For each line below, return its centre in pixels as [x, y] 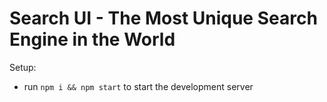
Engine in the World [92, 39]
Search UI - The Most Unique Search [163, 18]
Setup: [23, 67]
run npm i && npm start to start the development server [138, 86]
